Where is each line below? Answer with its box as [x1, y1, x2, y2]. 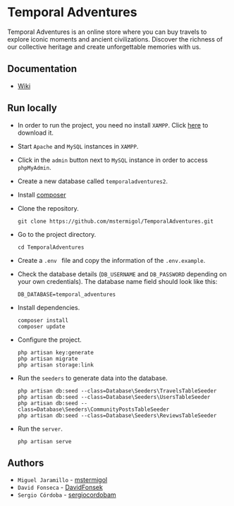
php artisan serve [17, 438, 72, 445]
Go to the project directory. [17, 230, 97, 238]
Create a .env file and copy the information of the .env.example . [17, 256, 206, 264]
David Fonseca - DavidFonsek [17, 483, 104, 492]
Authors [7, 457, 44, 469]
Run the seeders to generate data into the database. [17, 374, 168, 382]
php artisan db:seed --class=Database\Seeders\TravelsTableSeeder [17, 387, 217, 395]
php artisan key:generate [17, 349, 94, 356]
